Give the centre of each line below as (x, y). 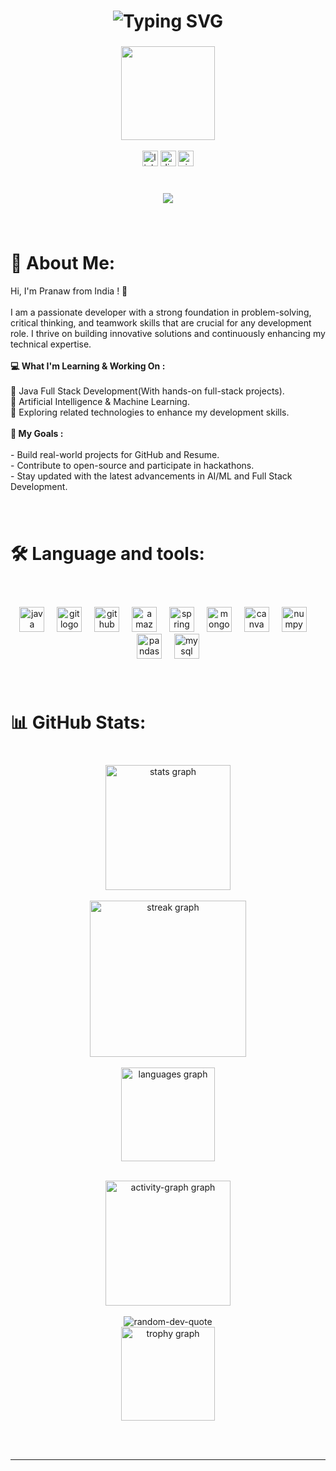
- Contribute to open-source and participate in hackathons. (132, 465)
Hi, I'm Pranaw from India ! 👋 (69, 291)
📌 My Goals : (37, 433)
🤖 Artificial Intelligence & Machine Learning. (100, 401)
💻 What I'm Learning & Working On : (88, 366)
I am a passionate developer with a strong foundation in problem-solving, (161, 312)
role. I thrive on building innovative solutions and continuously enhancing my (168, 333)
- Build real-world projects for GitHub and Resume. (115, 454)
